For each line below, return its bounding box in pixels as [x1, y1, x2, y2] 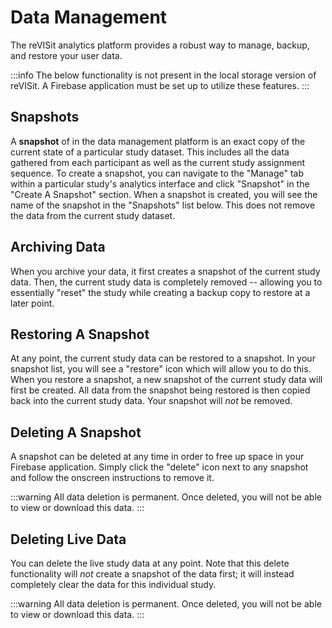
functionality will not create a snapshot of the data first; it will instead [10, 568, 295, 580]
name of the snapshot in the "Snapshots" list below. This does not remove [10, 199, 316, 211]
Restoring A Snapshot [10, 326, 150, 343]
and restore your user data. [10, 49, 123, 61]
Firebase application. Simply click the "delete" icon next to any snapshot [10, 461, 309, 473]
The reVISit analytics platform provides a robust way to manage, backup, [10, 39, 310, 51]
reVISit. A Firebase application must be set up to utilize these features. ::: [10, 79, 310, 91]
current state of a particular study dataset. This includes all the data [10, 146, 290, 158]
